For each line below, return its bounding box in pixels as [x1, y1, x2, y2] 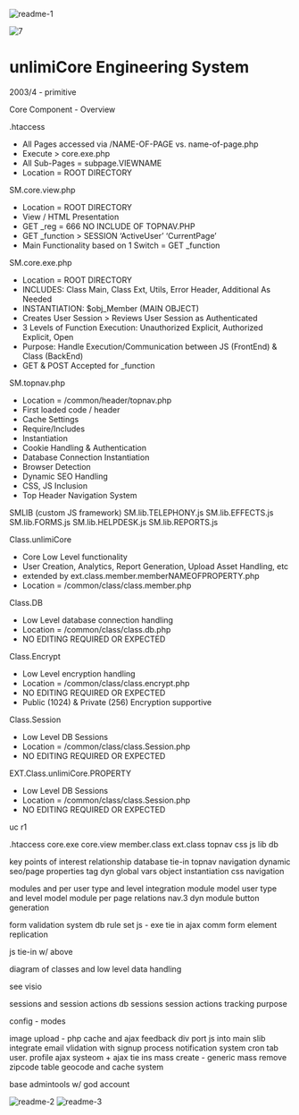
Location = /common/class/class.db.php [21, 624, 171, 634]
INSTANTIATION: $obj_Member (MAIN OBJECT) [21, 302, 199, 313]
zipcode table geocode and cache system [9, 1061, 164, 1072]
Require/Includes [21, 423, 86, 434]
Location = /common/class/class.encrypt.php [21, 677, 190, 688]
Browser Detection [21, 461, 91, 472]
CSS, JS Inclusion [21, 480, 88, 491]
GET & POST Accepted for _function [21, 360, 155, 370]
